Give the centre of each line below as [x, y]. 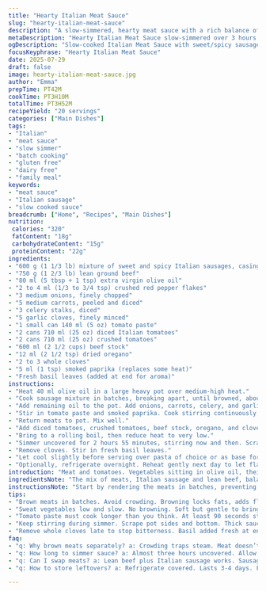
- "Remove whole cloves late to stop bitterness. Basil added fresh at [129, 532]
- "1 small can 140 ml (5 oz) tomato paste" [83, 325]
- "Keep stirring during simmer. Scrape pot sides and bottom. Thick [125, 524]
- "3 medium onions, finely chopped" [70, 295]
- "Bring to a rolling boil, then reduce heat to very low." [111, 435]
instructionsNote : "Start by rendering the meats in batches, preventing [133, 487]
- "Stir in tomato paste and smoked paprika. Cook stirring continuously [133, 414]
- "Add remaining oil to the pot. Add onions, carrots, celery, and [123, 406]
